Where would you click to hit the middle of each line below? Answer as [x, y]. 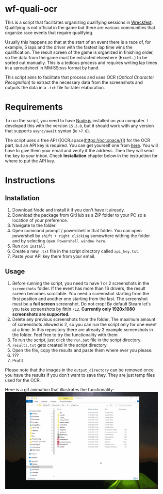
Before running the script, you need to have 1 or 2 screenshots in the [81, 283]
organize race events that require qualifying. [49, 32]
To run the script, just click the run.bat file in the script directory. [77, 340]
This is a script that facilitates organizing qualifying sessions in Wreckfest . [79, 22]
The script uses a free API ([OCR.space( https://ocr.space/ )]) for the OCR [78, 140]
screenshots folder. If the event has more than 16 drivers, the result [79, 288]
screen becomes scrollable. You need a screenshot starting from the [81, 293]
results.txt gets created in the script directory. [60, 345]
